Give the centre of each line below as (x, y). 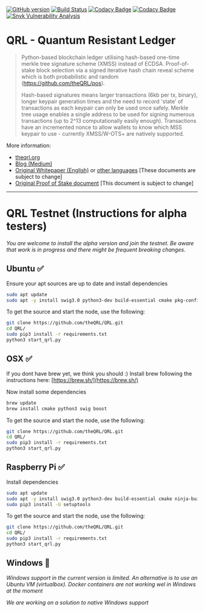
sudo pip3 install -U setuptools (49, 504)
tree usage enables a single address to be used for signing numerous (108, 114)
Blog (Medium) (34, 164)
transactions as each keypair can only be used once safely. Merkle (105, 108)
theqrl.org (28, 157)
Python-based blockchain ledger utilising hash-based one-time (100, 57)
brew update (21, 403)
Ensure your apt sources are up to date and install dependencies (87, 283)
